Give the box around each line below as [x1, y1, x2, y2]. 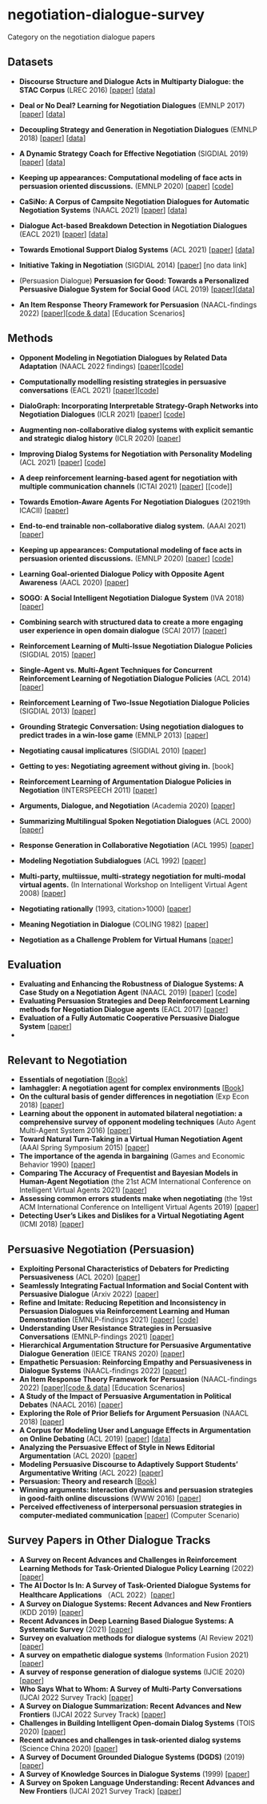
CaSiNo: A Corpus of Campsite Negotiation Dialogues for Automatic [18, 196, 249, 206]
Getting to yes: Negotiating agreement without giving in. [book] [18, 761, 234, 770]
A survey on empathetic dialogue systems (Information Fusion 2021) [18, 1649, 249, 1659]
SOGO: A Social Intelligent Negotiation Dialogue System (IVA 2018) [18, 593, 245, 602]
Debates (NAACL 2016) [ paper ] [18, 1400, 123, 1409]
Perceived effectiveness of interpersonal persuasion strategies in [18, 1502, 242, 1511]
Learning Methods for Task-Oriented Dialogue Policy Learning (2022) [18, 1563, 254, 1573]
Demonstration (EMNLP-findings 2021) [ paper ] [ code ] [18, 1315, 199, 1324]
